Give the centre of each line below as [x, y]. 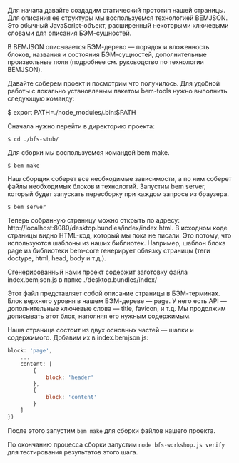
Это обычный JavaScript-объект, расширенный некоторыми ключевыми [118, 25]
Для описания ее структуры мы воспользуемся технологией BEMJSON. [118, 18]
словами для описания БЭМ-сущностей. [70, 33]
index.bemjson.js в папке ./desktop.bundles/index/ [82, 280]
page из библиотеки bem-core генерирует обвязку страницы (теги [109, 250]
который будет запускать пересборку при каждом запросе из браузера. [118, 194]
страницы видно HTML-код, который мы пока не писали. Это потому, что [119, 235]
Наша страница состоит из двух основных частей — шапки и [101, 330]
